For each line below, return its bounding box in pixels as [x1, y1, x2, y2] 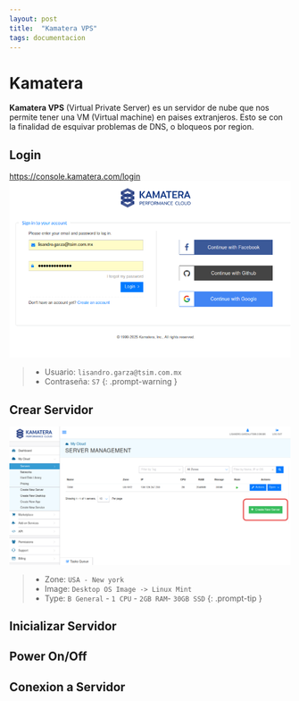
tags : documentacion [9, 33, 87, 42]
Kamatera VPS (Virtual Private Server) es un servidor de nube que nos [9, 103, 270, 114]
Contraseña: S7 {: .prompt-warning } [44, 376, 178, 387]
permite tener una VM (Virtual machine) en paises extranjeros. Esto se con [9, 112, 284, 122]
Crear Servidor [9, 402, 94, 418]
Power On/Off [9, 649, 87, 664]
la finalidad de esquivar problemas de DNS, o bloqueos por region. [9, 122, 254, 132]
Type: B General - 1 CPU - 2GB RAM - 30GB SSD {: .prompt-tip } [44, 593, 262, 604]
